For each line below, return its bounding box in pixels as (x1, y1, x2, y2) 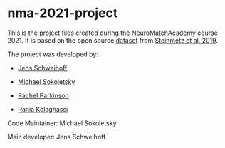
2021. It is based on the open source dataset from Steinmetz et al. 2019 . (7, 36, 219, 44)
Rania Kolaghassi (17, 105, 68, 113)
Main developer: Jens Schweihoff (7, 132, 106, 141)
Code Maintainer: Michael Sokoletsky (7, 119, 117, 127)
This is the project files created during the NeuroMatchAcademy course (7, 28, 219, 37)
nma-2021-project (7, 5, 118, 21)
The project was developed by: (7, 50, 98, 58)
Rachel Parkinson (17, 91, 70, 100)
